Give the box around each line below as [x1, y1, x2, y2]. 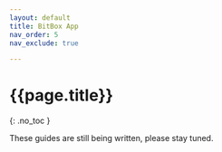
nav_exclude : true [9, 38, 79, 48]
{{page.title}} [9, 85, 113, 106]
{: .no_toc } [9, 115, 51, 127]
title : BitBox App [9, 22, 79, 31]
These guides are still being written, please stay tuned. [9, 133, 214, 144]
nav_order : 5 [9, 30, 59, 39]
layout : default [9, 13, 71, 23]
